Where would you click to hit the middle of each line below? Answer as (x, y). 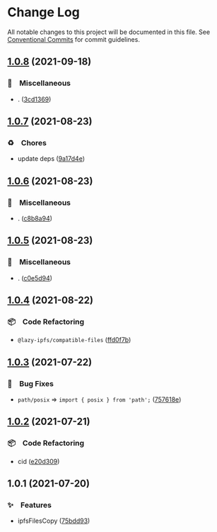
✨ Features (29, 505)
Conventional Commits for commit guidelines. (74, 39)
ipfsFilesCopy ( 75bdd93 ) (54, 521)
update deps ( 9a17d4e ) (51, 159)
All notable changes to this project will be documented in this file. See (109, 32)
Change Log (43, 12)
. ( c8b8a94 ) (35, 218)
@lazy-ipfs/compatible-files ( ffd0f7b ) (74, 340)
